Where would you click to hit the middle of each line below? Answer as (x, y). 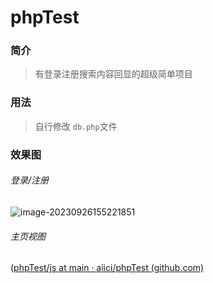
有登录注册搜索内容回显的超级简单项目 (113, 74)
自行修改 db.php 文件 (76, 126)
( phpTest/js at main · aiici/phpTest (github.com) (107, 268)
